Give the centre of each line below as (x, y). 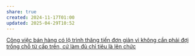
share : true (21, 12)
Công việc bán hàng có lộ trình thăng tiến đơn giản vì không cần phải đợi (97, 40)
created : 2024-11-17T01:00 (41, 17)
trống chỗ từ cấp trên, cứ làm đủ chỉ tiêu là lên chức (71, 46)
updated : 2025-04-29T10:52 (41, 23)
